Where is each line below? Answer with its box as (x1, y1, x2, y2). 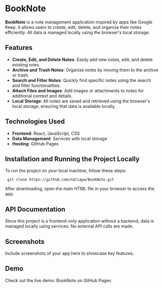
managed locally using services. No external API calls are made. (5, 223, 134, 229)
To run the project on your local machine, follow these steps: (5, 168, 127, 174)
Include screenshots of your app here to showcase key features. (5, 250, 134, 256)
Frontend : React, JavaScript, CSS (12, 130, 80, 136)
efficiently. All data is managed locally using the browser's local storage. (5, 29, 150, 35)
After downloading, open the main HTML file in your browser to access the (5, 186, 155, 192)
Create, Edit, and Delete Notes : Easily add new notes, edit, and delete (12, 57, 153, 62)
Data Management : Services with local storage (12, 135, 108, 142)
